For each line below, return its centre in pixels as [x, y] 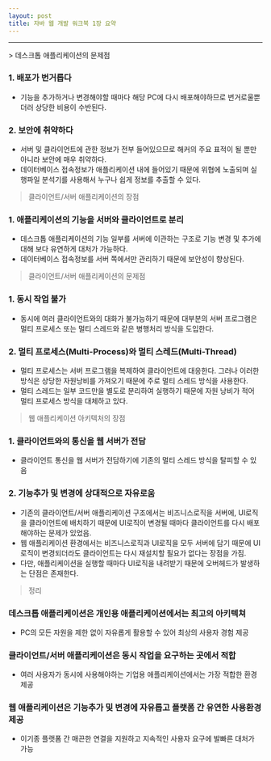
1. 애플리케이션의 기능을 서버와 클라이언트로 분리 [96, 220]
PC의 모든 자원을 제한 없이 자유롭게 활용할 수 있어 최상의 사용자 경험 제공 [134, 632]
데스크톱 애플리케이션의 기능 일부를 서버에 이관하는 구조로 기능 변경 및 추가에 [141, 239]
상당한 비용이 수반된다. [71, 107]
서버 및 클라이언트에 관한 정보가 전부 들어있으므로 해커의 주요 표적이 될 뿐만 [138, 150]
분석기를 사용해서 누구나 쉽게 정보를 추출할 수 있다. [121, 180]
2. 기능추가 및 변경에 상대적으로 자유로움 [82, 493]
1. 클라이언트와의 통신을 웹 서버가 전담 [77, 441]
